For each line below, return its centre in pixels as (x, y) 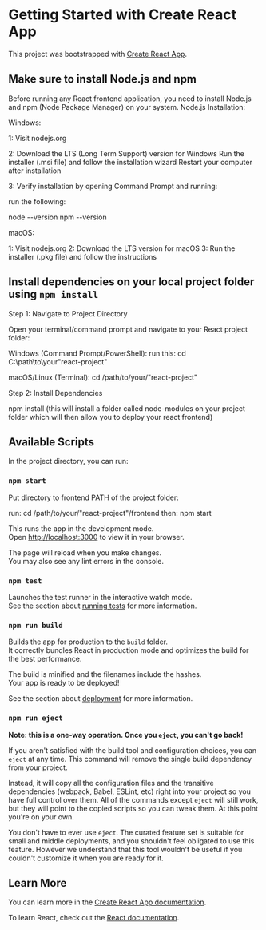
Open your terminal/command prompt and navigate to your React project (128, 329)
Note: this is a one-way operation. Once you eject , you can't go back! (126, 735)
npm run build (36, 625)
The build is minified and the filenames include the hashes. (105, 674)
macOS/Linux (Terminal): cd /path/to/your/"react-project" (103, 377)
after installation (35, 171)
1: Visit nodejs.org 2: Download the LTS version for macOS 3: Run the (122, 248)
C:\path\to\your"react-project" (58, 361)
